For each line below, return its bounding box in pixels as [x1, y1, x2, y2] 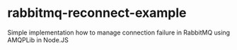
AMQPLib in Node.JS [7, 35, 69, 44]
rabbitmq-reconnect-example [7, 5, 187, 21]
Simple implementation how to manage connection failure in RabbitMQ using [7, 28, 231, 37]
